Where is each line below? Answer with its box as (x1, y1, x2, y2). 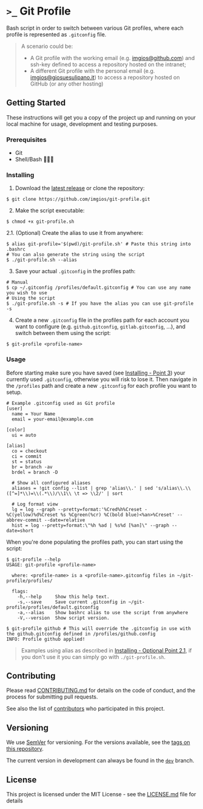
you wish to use (6, 290, 47, 296)
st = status (12, 458, 42, 465)
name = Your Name (12, 411, 56, 417)
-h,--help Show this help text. (17, 594, 110, 600)
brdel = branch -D (12, 469, 59, 475)
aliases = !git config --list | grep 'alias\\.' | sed (12, 485, 153, 491)
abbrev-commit (6, 517, 42, 523)
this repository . (6, 745, 44, 753)
